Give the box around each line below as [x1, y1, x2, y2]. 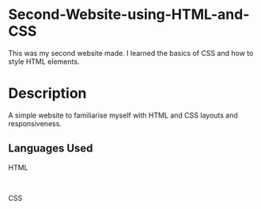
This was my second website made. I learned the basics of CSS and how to [8, 48, 254, 58]
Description [8, 84, 87, 103]
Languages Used [8, 142, 93, 155]
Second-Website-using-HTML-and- [8, 6, 250, 24]
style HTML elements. [8, 57, 80, 66]
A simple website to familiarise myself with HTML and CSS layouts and [8, 110, 239, 120]
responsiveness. [8, 118, 62, 128]
